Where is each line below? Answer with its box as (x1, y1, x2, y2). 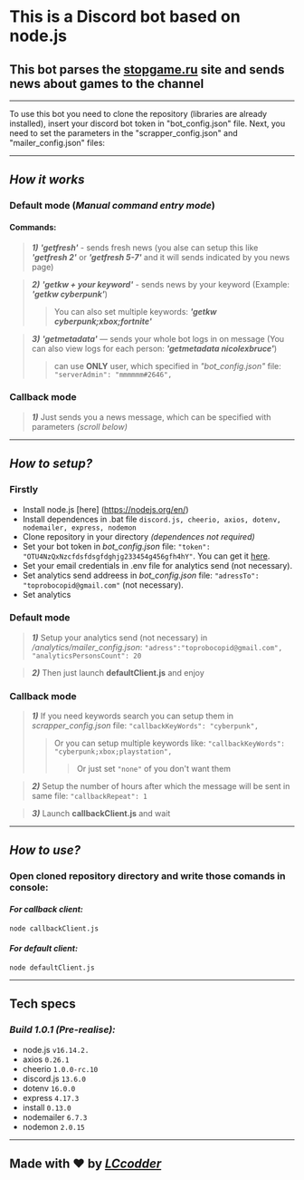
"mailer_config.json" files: (9, 138, 106, 148)
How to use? (9, 843, 81, 858)
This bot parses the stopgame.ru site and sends (9, 62, 285, 77)
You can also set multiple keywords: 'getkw (53, 306, 217, 317)
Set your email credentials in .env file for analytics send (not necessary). (22, 560, 292, 570)
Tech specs (9, 996, 76, 1012)
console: (9, 882, 49, 894)
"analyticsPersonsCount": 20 (31, 651, 142, 660)
